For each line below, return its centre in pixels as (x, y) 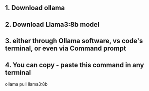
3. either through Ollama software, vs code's (74, 41)
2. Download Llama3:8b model (52, 24)
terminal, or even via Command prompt (66, 49)
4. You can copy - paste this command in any (75, 65)
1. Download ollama (35, 8)
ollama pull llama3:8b (26, 84)
